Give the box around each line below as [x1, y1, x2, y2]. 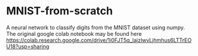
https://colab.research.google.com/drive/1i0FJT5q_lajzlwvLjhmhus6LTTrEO [6, 36, 192, 43]
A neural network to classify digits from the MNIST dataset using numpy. [6, 24, 185, 31]
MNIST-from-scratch [6, 4, 113, 18]
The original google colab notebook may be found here [6, 30, 142, 37]
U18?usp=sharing [6, 43, 50, 50]
